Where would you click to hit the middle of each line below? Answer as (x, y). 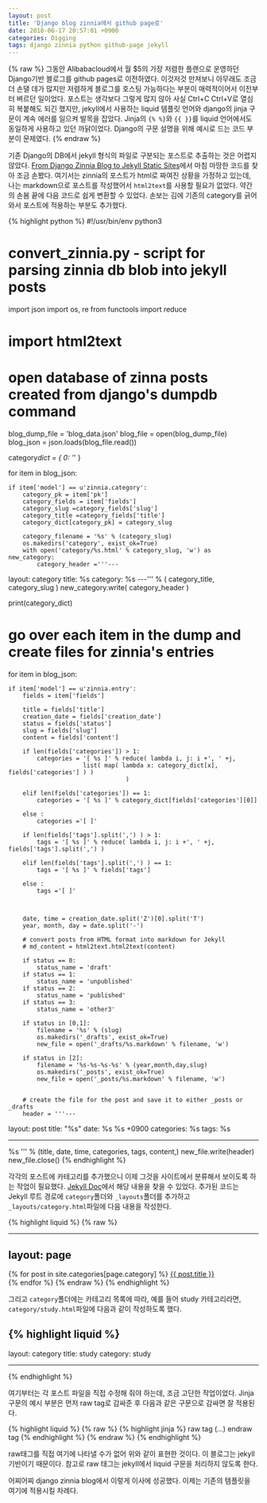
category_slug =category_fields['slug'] (90, 509)
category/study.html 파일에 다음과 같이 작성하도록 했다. (95, 1309)
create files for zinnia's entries (111, 652)
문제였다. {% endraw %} (62, 139)
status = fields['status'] (67, 724)
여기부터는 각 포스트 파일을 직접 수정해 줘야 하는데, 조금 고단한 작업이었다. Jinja (131, 1393)
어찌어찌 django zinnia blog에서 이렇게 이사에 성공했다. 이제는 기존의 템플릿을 (130, 1480)
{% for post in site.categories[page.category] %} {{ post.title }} (111, 1274)
